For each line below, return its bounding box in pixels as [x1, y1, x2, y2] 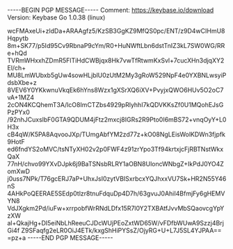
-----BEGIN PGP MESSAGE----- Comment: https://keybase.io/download [7, 6, 214, 14]
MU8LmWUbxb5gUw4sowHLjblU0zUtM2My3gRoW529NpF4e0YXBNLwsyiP [7, 71, 227, 79]
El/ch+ [7, 64, 26, 72]
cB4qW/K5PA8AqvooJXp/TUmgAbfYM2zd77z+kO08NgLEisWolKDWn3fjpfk [7, 130, 226, 138]
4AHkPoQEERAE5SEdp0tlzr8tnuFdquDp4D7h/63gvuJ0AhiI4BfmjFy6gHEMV [7, 189, 225, 198]
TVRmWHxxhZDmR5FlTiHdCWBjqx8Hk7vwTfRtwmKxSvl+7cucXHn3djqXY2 [7, 56, 225, 65]
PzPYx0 [7, 108, 30, 116]
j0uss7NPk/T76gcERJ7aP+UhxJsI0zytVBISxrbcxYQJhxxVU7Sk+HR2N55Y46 [7, 175, 227, 183]
